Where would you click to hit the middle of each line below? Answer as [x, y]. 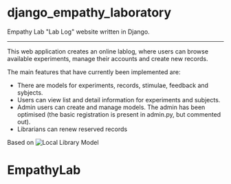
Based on [21, 142]
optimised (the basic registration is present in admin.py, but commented [119, 114]
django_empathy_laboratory [89, 13]
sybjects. [30, 92]
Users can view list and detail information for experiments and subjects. [119, 100]
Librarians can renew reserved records [72, 129]
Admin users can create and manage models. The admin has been [111, 107]
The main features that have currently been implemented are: [94, 72]
